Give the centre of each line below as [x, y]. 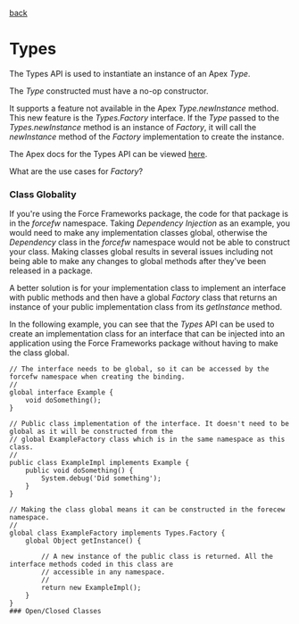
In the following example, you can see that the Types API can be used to [142, 324]
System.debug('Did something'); [102, 478]
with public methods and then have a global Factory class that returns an [143, 297]
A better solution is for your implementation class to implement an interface [148, 288]
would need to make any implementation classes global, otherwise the [138, 233]
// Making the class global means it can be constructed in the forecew [147, 510]
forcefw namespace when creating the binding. [97, 377]
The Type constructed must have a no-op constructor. [109, 91]
